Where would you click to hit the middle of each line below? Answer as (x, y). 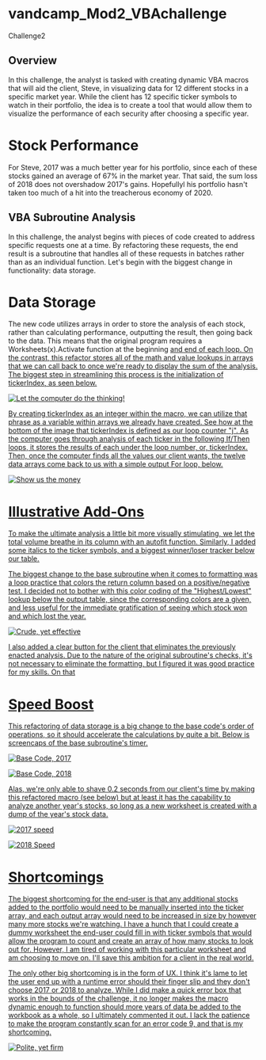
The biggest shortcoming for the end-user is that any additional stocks (123, 899)
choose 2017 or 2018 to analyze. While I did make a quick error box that (125, 990)
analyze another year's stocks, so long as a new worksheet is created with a (133, 806)
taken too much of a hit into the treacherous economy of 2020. (111, 193)
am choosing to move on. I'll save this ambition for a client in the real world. (131, 958)
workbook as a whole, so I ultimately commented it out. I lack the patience (129, 1016)
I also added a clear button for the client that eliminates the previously (122, 647)
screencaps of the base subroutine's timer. (78, 743)
